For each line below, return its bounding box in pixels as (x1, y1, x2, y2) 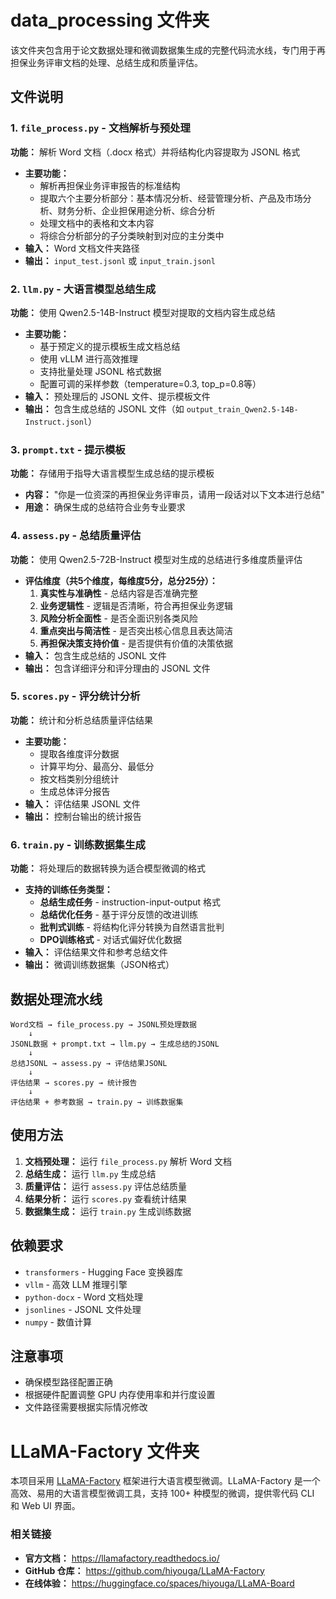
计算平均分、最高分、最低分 (39, 760, 155, 772)
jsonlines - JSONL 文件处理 (24, 1303, 142, 1315)
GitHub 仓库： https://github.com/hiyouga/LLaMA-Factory (24, 1564, 265, 1576)
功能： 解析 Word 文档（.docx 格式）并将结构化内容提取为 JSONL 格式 (10, 146, 301, 158)
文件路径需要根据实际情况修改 (24, 1401, 148, 1413)
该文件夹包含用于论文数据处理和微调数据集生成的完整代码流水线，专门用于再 (10, 44, 326, 56)
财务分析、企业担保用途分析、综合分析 (57, 204, 216, 216)
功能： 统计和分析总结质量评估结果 (10, 714, 153, 726)
